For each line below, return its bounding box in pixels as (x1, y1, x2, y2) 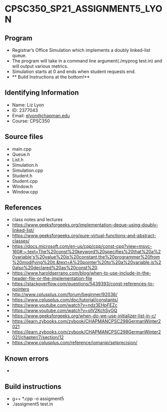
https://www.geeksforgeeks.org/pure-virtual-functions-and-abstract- (12, 233, 156, 239)
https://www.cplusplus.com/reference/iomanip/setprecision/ (12, 339, 138, 346)
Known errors (5, 354, 49, 363)
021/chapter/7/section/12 (12, 334, 64, 340)
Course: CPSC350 (12, 118, 50, 124)
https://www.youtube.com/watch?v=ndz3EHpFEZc (12, 302, 118, 308)
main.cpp (12, 146, 32, 152)
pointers (12, 286, 30, 292)
